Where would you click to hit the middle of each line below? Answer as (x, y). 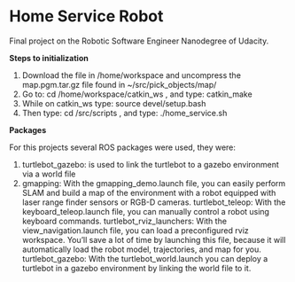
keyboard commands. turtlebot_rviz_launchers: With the (124, 221)
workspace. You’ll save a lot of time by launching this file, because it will (154, 239)
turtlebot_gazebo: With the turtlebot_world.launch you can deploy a (145, 258)
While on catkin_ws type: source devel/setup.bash (114, 103)
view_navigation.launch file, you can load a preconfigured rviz (136, 230)
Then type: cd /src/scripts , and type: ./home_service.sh (124, 113)
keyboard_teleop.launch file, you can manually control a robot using (146, 211)
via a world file (49, 174)
